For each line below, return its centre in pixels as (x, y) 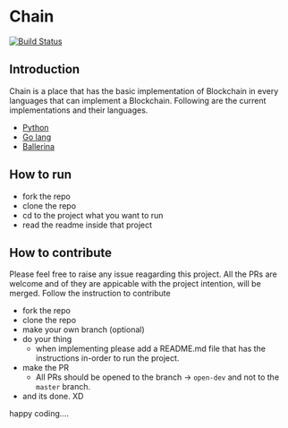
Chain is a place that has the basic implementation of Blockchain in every (144, 90)
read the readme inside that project (87, 225)
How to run (41, 175)
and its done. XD (53, 397)
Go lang (37, 137)
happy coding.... (39, 414)
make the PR (46, 368)
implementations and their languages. (79, 110)
